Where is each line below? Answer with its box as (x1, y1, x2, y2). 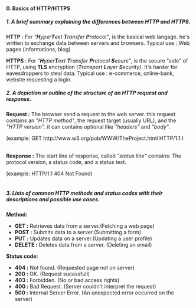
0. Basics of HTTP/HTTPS (6, 5, 71, 12)
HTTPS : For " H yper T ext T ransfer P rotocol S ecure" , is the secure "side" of (6, 57, 188, 64)
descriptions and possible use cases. (6, 196, 100, 203)
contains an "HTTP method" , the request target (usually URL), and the (6, 117, 177, 124)
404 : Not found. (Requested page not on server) (14, 264, 135, 271)
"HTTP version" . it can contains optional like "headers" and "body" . (6, 123, 171, 130)
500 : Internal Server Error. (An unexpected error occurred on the (14, 289, 174, 296)
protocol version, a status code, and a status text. (6, 158, 127, 165)
